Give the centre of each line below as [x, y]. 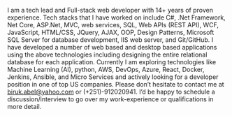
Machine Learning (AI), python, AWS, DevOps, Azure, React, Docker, [106, 70]
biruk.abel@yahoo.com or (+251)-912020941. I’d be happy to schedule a [111, 92]
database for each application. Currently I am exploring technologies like [112, 62]
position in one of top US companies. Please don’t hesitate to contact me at [116, 84]
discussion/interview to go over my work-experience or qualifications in [110, 99]
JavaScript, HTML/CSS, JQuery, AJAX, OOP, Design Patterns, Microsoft [111, 32]
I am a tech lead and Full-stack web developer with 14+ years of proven [110, 10]
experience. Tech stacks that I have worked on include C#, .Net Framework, [116, 17]
